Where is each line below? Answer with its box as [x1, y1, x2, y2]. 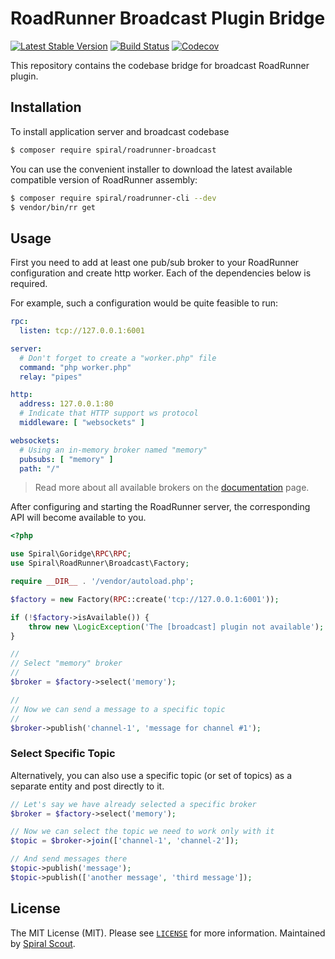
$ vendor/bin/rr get [10, 202, 97, 212]
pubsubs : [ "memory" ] [19, 454, 114, 464]
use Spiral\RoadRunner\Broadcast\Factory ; [10, 558, 190, 569]
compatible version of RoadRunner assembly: [10, 173, 198, 186]
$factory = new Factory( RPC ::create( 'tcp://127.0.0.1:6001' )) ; [10, 594, 280, 604]
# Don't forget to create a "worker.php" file [19, 353, 217, 363]
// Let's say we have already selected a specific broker [10, 799, 257, 809]
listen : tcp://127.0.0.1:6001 [19, 326, 145, 336]
